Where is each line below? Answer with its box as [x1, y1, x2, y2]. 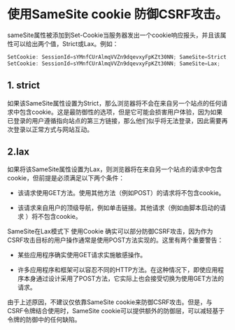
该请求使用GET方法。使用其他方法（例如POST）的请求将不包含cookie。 [17, 189, 225, 197]
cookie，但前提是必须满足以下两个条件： [7, 174, 125, 182]
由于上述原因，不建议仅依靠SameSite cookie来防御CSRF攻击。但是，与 [7, 298, 213, 306]
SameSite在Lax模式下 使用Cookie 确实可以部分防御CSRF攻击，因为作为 [7, 227, 213, 236]
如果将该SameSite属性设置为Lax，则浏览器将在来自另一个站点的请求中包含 [7, 165, 222, 173]
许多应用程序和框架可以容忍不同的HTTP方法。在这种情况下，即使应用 [17, 266, 218, 274]
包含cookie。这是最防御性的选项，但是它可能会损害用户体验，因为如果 [19, 108, 223, 116]
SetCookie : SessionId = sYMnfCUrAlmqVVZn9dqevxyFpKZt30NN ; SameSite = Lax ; [7, 60, 220, 67]
